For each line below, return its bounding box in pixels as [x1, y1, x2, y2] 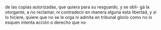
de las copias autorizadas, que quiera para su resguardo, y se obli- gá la [5, 4, 149, 10]
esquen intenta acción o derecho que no [5, 19, 86, 25]
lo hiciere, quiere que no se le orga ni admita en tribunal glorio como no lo [5, 15, 153, 20]
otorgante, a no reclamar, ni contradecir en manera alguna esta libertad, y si [5, 9, 157, 15]
